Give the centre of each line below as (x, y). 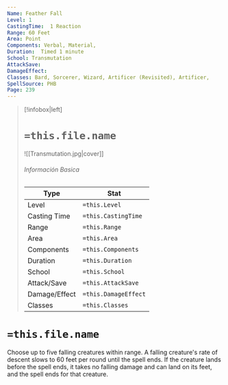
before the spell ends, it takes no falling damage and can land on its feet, (110, 367)
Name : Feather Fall (35, 13)
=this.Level (102, 205)
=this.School (104, 272)
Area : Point (24, 39)
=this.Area (100, 238)
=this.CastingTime (112, 216)
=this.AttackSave (111, 283)
